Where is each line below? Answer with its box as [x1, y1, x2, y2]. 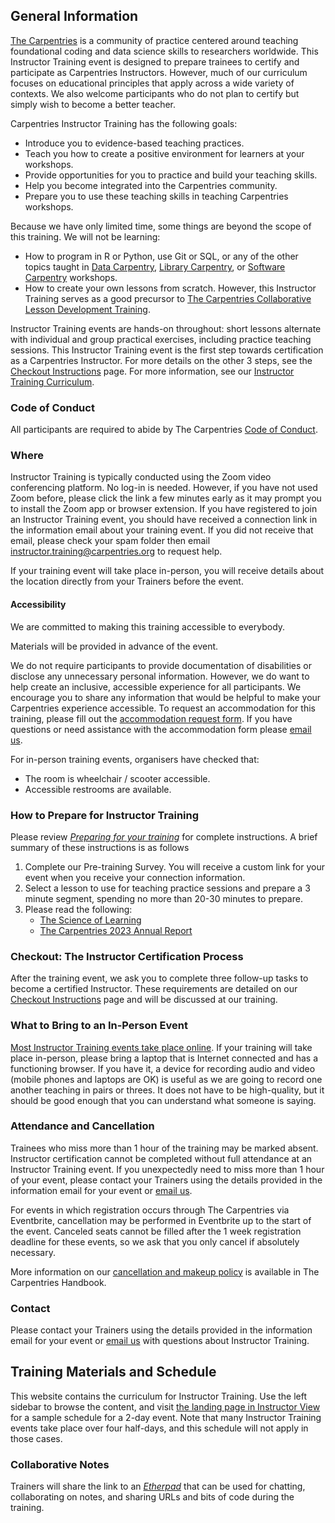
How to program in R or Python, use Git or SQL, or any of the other [24, 250, 299, 262]
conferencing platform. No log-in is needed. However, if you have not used [10, 482, 318, 494]
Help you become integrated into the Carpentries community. [24, 179, 278, 191]
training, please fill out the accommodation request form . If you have [10, 712, 293, 724]
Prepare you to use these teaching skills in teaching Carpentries [24, 190, 289, 202]
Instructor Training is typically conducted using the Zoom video [10, 471, 272, 483]
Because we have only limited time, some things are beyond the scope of [10, 220, 312, 232]
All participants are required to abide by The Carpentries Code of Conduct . [10, 424, 318, 436]
